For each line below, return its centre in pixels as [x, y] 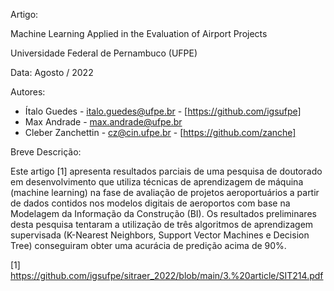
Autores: [28, 92]
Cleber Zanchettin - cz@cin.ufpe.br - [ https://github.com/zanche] [160, 132]
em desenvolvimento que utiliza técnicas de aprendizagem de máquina [157, 182]
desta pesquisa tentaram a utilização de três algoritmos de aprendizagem [162, 224]
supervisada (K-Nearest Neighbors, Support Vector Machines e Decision [160, 235]
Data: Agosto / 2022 [52, 72]
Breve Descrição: [46, 152]
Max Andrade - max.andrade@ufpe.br [103, 122]
